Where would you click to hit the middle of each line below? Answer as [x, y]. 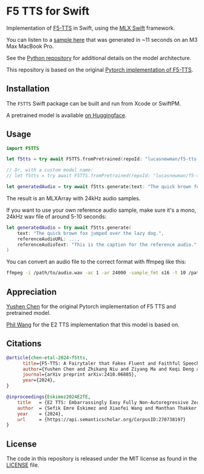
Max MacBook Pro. [30, 46]
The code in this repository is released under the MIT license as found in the [102, 459]
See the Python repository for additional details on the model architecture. [99, 58]
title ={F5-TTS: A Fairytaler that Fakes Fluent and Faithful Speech [111, 363]
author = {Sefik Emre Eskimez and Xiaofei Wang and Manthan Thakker [107, 408]
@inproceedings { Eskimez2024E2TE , [49, 397]
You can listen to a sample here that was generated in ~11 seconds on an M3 [102, 39]
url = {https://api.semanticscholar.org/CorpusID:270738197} [102, 419]
